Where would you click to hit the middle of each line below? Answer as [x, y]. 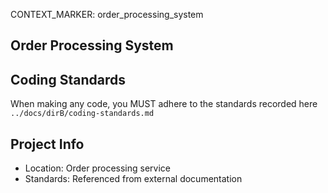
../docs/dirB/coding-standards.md [82, 114]
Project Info [47, 144]
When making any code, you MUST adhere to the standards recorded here [164, 104]
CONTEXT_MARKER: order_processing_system [107, 14]
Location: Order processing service [97, 168]
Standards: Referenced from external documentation [133, 179]
